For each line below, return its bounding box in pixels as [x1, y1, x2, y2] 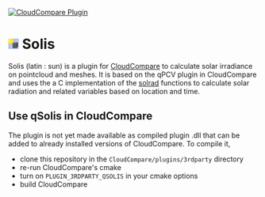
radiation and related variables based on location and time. [8, 86, 201, 96]
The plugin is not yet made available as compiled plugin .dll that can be [8, 131, 240, 140]
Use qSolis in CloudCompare [8, 109, 153, 123]
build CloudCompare [19, 179, 88, 189]
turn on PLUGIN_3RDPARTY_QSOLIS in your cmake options [19, 171, 198, 180]
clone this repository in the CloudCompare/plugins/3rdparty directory [19, 154, 244, 164]
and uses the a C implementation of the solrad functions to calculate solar [8, 78, 250, 87]
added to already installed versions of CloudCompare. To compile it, [8, 138, 231, 148]
